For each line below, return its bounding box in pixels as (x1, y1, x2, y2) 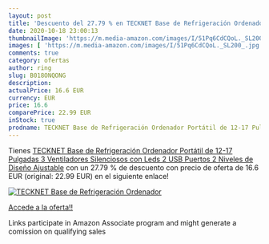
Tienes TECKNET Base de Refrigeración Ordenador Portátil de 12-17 (8, 145, 233, 155)
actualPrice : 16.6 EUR (8, 86, 84, 95)
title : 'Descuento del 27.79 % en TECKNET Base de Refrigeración (8, 19, 231, 27)
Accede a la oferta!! (8, 202, 74, 212)
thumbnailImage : (8, 34, 62, 43)
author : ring (8, 64, 52, 72)
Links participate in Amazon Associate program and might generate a (8, 218, 237, 227)
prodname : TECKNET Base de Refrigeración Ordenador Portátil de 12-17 (8, 124, 249, 132)
